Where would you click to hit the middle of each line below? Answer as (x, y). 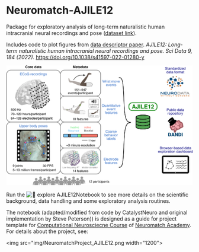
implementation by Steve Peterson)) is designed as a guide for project (91, 218)
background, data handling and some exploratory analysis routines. (88, 201)
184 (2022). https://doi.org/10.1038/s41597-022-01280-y (75, 57)
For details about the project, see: (47, 231)
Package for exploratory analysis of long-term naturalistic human (85, 27)
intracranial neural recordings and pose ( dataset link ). (72, 33)
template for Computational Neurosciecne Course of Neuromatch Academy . (99, 225)
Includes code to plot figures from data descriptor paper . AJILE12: (86, 44)
